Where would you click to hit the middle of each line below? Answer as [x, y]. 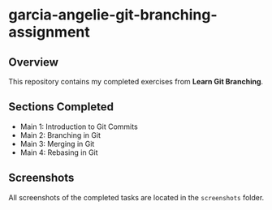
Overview [34, 62]
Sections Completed [61, 107]
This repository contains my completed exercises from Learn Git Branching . [136, 81]
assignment [50, 32]
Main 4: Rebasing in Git [59, 152]
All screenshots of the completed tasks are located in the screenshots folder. [136, 197]
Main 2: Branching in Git [60, 135]
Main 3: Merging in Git [57, 144]
